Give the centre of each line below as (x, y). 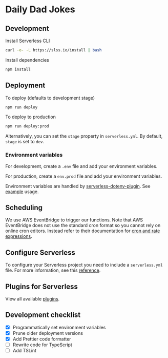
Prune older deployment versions (48, 333)
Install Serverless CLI (28, 41)
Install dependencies (27, 60)
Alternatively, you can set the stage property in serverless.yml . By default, (84, 136)
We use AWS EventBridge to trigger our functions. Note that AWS (74, 220)
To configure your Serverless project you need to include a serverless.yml (84, 265)
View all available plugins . (33, 299)
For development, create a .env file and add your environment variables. (81, 166)
